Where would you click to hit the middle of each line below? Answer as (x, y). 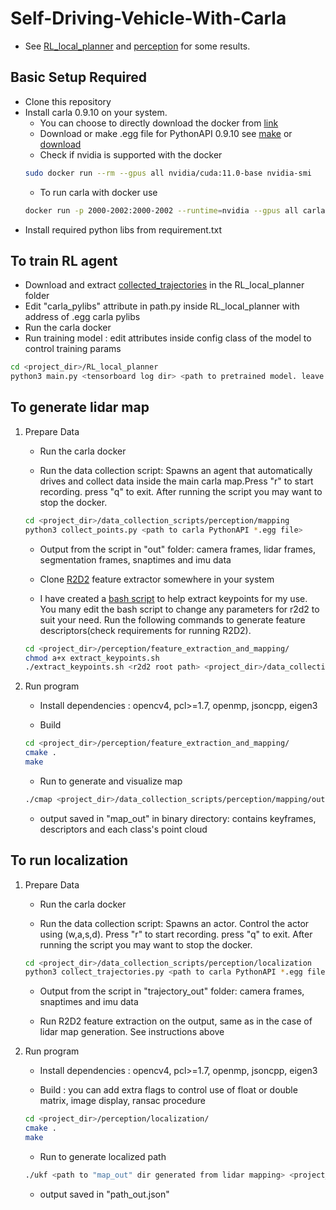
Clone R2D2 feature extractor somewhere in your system (157, 579)
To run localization (69, 860)
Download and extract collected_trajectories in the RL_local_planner (164, 285)
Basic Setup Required (78, 77)
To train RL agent (64, 260)
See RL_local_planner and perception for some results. (137, 46)
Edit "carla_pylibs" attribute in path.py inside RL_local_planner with (162, 306)
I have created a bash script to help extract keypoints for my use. (173, 598)
